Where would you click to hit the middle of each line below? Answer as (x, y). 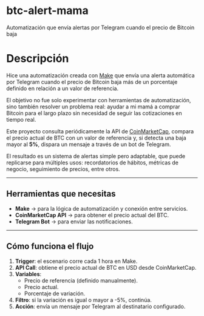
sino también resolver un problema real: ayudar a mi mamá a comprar (93, 107)
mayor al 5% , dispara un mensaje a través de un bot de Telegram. (89, 144)
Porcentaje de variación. (55, 293)
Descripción (38, 59)
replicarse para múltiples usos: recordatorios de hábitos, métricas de (93, 163)
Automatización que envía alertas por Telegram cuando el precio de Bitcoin (100, 27)
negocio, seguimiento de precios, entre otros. (63, 169)
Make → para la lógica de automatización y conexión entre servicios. (101, 208)
